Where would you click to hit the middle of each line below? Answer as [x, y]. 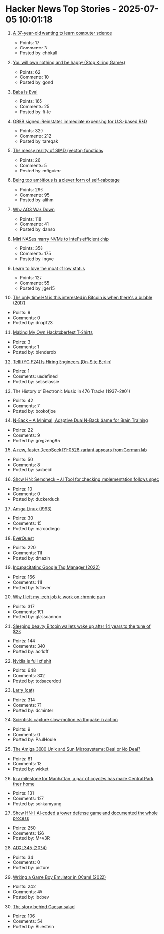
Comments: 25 [35, 106]
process [21, 818]
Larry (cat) [23, 690]
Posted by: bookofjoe [34, 411]
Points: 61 [22, 759]
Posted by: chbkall [39, 53]
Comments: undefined [35, 376]
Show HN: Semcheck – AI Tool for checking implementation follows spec [86, 479]
